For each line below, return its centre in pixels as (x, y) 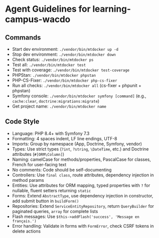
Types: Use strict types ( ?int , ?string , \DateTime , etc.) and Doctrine (80, 149)
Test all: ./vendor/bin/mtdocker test (49, 65)
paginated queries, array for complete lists (55, 211)
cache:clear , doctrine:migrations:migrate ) (56, 101)
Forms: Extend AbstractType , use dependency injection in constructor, (83, 195)
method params (28, 180)
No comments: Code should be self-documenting (62, 170)
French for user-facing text (39, 164)
